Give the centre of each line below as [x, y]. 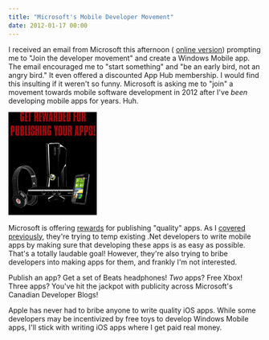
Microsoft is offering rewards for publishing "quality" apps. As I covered [127, 227]
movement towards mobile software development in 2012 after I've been [128, 92]
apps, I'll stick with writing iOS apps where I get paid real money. [115, 327]
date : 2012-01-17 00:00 [48, 25]
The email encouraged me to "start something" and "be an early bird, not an [134, 66]
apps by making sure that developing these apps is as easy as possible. [127, 244]
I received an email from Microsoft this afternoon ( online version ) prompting [134, 49]
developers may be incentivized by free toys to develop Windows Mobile [128, 318]
